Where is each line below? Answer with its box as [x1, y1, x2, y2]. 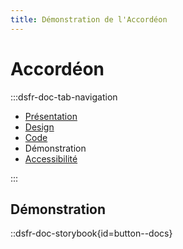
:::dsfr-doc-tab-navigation [10, 91, 118, 103]
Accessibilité [24, 152, 78, 165]
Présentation [24, 110, 78, 122]
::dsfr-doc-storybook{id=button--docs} [10, 227, 173, 240]
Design [24, 121, 55, 133]
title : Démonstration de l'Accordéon [10, 14, 168, 25]
